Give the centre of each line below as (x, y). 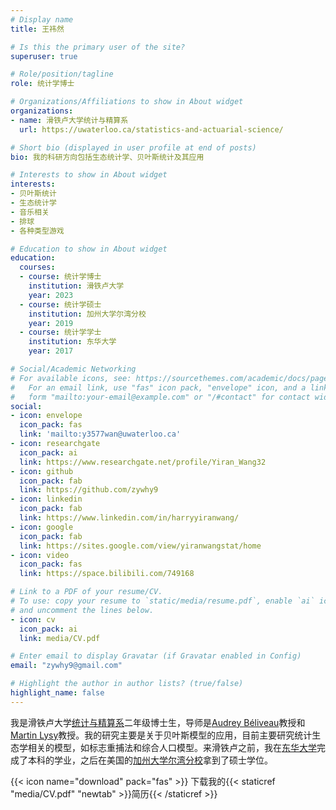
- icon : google (42, 527)
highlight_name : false (57, 693)
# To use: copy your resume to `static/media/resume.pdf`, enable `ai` (162, 601)
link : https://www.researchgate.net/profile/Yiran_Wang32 (143, 462)
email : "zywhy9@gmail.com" (66, 666)
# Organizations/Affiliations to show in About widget (127, 102)
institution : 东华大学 (72, 342)
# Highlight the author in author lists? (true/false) (127, 684)
